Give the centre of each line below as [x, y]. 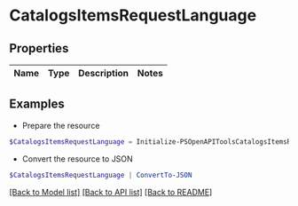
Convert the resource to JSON [77, 158]
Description [103, 73]
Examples [37, 104]
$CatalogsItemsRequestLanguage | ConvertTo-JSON [101, 175]
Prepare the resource [61, 125]
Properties [39, 48]
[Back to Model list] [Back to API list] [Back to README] [111, 192]
